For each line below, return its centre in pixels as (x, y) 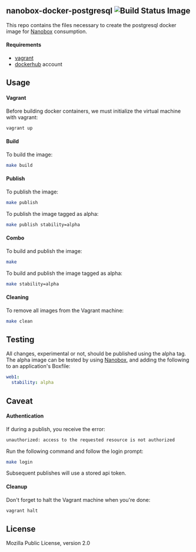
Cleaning (17, 297)
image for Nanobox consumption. (46, 31)
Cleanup (17, 487)
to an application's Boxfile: (38, 366)
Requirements (24, 45)
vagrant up (19, 128)
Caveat (20, 401)
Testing (20, 339)
